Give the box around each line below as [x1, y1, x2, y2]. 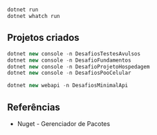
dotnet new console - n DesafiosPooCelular [7, 69, 131, 77]
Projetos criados [7, 32, 80, 44]
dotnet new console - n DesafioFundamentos [7, 57, 131, 64]
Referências [7, 101, 61, 113]
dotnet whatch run [7, 13, 60, 20]
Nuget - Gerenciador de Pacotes [17, 119, 111, 127]
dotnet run [7, 6, 39, 13]
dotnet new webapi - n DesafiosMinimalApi [7, 82, 129, 89]
